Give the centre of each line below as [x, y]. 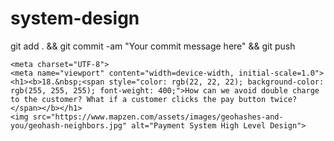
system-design [75, 18]
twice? [283, 99]
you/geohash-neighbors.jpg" [69, 125]
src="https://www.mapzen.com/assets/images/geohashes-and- [158, 117]
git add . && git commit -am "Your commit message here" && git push [153, 46]
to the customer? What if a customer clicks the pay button [138, 99]
